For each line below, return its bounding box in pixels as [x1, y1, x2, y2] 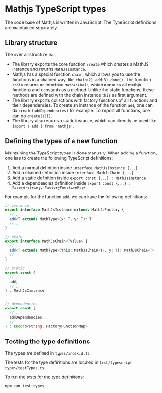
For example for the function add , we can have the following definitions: [5, 193, 147, 200]
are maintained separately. [5, 24, 58, 30]
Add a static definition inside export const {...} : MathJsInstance [12, 175, 146, 181]
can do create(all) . [12, 113, 52, 119]
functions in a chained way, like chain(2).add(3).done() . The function [12, 76, 151, 82]
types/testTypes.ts [5, 366, 44, 371]
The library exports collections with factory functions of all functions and [12, 97, 157, 103]
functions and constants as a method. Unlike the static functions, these [12, 86, 154, 93]
